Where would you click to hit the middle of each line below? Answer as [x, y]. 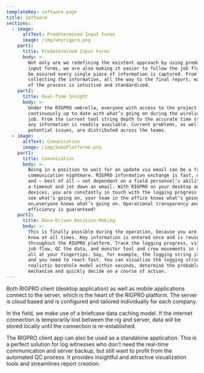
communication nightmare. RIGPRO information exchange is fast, [111, 176]
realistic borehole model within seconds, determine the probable [114, 266]
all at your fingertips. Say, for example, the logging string [110, 254]
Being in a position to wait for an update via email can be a [110, 170]
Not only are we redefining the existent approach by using [106, 62]
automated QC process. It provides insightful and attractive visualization [97, 357]
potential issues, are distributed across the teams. [97, 130]
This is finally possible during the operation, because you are [113, 232]
